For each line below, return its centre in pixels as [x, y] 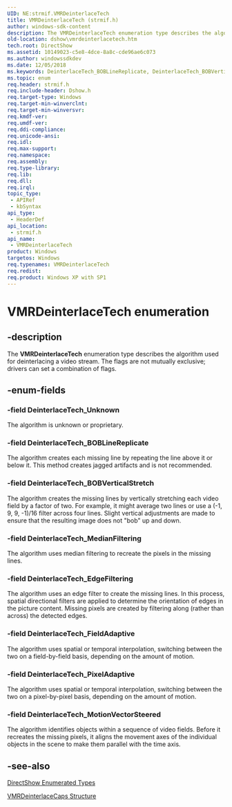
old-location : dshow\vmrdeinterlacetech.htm [72, 39]
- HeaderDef [27, 219]
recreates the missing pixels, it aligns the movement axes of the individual [112, 737]
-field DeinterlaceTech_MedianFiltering [74, 538]
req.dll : [20, 181]
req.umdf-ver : [28, 123]
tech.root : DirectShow [40, 46]
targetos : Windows [33, 258]
